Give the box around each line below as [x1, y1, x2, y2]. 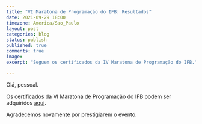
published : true [6, 43, 47, 49]
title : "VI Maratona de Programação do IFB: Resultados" [6, 8, 152, 15]
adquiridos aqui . [6, 99, 46, 106]
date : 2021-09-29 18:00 [6, 14, 66, 20]
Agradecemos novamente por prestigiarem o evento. [6, 111, 137, 118]
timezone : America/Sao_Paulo [6, 20, 79, 26]
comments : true [6, 48, 44, 54]
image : [6, 54, 23, 60]
